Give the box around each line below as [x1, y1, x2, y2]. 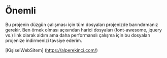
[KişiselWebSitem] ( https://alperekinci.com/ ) [5, 47, 98, 53]
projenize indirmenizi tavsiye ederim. [5, 37, 82, 43]
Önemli [5, 5, 37, 16]
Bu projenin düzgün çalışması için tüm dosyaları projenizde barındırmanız [5, 21, 158, 27]
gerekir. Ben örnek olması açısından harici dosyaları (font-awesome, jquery [5, 26, 162, 32]
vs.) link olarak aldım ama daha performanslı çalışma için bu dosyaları [5, 32, 151, 38]
